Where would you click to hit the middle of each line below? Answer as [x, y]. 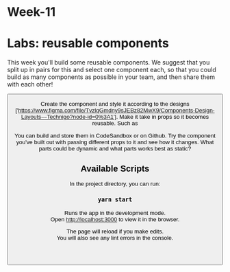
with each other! [30, 84]
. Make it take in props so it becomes [163, 117]
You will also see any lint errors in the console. [115, 238]
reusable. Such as [115, 123]
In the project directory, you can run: [115, 184]
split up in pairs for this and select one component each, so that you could [112, 70]
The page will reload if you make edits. [115, 232]
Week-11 [31, 12]
